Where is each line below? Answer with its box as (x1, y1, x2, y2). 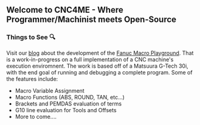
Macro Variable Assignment (15, 87, 85, 94)
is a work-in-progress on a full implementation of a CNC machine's (6, 55, 174, 63)
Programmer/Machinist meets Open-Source (6, 15, 177, 25)
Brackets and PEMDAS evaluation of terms (15, 100, 122, 107)
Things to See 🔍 (6, 33, 56, 41)
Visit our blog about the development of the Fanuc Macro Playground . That (6, 49, 194, 57)
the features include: (6, 75, 58, 82)
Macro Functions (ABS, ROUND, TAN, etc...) (15, 93, 125, 101)
